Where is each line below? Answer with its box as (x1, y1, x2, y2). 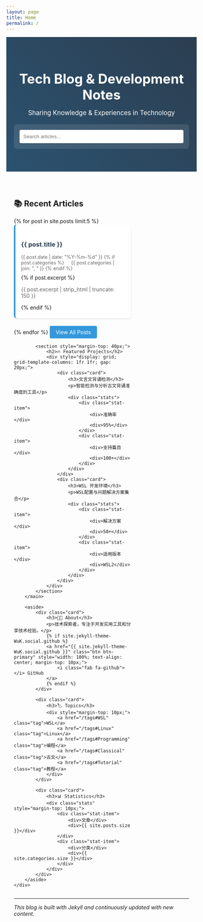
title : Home (6, 15, 36, 21)
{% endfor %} (14, 329, 48, 336)
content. (14, 910, 35, 918)
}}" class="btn (62, 649, 101, 655)
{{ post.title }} (21, 240, 63, 249)
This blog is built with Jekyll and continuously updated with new (14, 904, 174, 911)
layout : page (6, 8, 39, 15)
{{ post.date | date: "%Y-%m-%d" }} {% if (21, 254, 115, 261)
